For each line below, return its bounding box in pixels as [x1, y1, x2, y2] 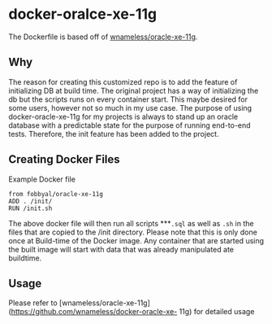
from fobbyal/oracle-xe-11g [8, 190, 104, 198]
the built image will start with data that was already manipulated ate [8, 244, 234, 254]
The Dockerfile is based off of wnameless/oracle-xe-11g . [8, 32, 198, 42]
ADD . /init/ [8, 197, 53, 205]
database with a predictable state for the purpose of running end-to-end [8, 120, 251, 130]
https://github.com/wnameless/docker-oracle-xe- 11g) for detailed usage [11, 307, 255, 317]
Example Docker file [8, 174, 76, 184]
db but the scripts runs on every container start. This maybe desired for [8, 94, 248, 104]
